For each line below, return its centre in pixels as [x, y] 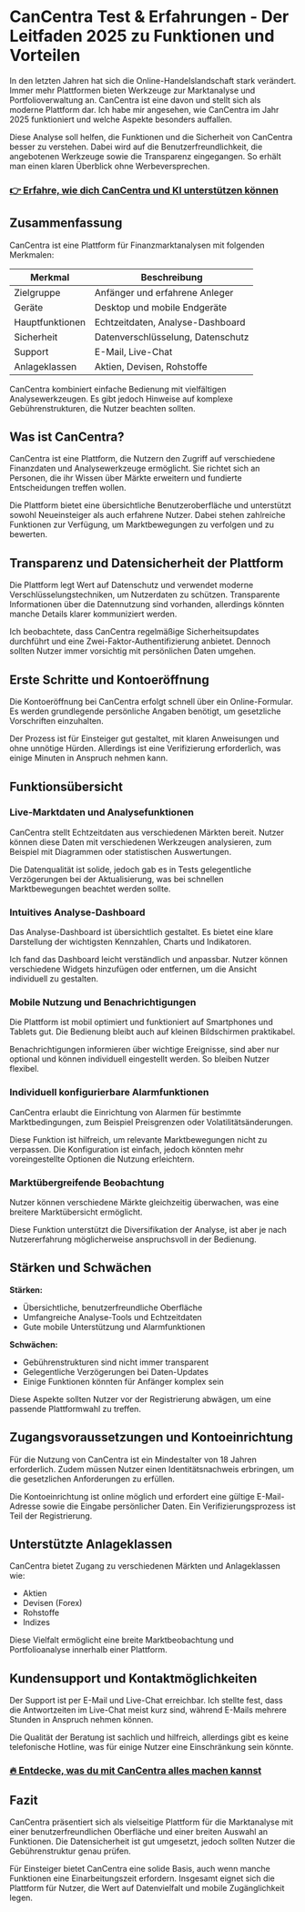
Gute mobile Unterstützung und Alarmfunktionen [114, 1327]
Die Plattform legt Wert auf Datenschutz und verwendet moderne [132, 585]
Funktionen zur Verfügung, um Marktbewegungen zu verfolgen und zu [142, 524]
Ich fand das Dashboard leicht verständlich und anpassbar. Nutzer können [149, 960]
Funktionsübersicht [66, 786]
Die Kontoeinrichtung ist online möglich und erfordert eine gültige [132, 1496]
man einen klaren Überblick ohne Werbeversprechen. [110, 166]
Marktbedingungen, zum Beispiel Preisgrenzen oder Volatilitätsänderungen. [151, 1122]
